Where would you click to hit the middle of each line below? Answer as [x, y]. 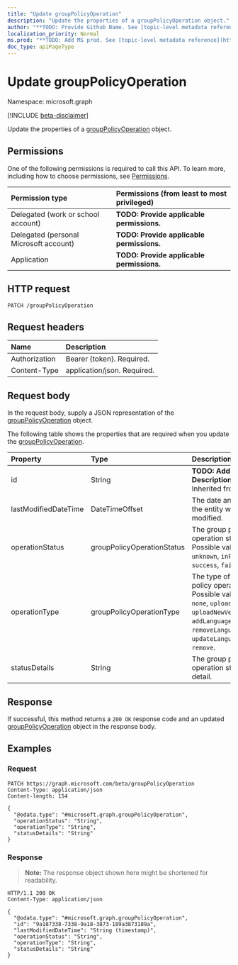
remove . [204, 647]
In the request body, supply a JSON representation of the [91, 413]
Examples [29, 749]
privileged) [135, 202]
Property [26, 459]
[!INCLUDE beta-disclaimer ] [48, 115]
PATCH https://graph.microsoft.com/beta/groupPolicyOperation [101, 783]
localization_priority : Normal [53, 34]
